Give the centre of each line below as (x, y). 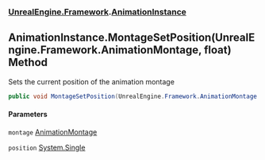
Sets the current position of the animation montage (91, 81)
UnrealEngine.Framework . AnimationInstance (97, 12)
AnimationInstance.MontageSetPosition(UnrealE (132, 38)
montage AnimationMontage (53, 132)
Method (28, 62)
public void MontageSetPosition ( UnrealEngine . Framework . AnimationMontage (133, 96)
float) (217, 50)
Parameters (28, 115)
